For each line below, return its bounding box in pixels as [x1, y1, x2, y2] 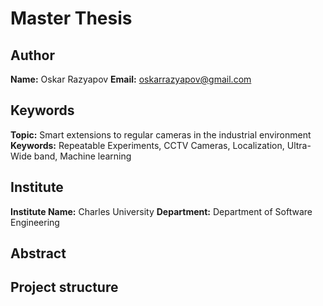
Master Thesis [10, 7, 133, 30]
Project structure [10, 279, 119, 296]
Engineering [10, 216, 60, 228]
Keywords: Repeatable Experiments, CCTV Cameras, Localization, [10, 139, 285, 151]
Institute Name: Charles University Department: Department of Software [10, 205, 313, 217]
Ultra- [286, 139, 312, 151]
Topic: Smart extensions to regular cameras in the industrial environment [10, 128, 312, 141]
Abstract [10, 245, 67, 262]
